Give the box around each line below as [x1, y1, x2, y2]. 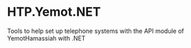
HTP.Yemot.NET [7, 4, 101, 20]
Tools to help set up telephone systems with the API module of [7, 27, 184, 35]
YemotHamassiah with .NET [7, 34, 86, 42]
